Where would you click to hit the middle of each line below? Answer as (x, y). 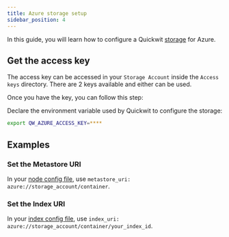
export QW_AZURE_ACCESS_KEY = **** (55, 124)
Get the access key (49, 60)
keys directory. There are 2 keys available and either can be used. (99, 84)
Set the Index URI (36, 204)
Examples (28, 144)
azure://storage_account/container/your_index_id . (80, 226)
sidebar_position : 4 (37, 20)
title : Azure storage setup (47, 13)
